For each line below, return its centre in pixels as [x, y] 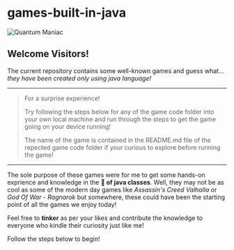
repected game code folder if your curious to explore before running [122, 147]
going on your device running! [68, 126]
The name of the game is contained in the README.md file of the [117, 140]
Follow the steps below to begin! [54, 239]
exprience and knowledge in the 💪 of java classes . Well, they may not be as [116, 182]
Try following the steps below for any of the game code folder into [119, 111]
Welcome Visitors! [48, 54]
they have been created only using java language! [79, 78]
